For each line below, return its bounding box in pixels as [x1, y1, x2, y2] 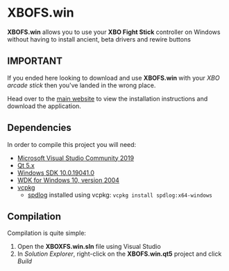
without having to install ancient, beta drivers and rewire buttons [7, 35, 191, 43]
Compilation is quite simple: [7, 229, 87, 237]
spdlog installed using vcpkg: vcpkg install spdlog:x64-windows [27, 191, 213, 199]
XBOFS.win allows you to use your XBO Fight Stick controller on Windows [7, 28, 221, 36]
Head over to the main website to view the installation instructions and [7, 94, 208, 103]
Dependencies [7, 122, 71, 134]
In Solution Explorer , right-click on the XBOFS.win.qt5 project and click [17, 250, 222, 258]
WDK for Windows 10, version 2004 [17, 175, 120, 184]
